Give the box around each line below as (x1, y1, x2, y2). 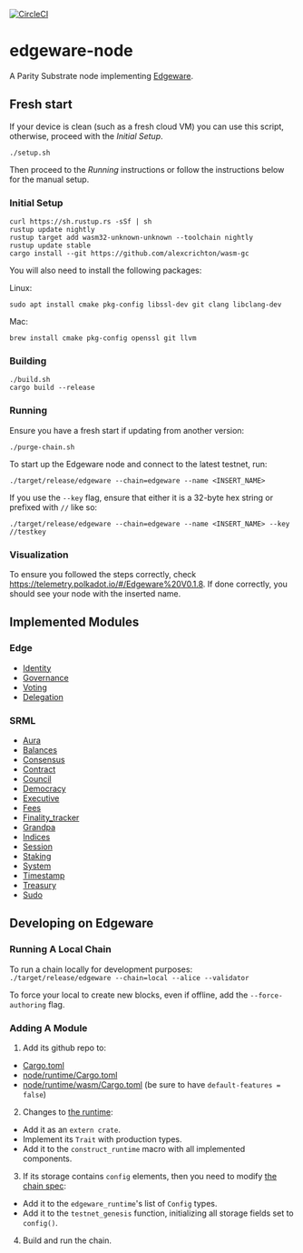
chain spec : (22, 1180, 66, 1191)
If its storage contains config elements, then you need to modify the (22, 1170, 278, 1181)
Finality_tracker (22, 812, 80, 823)
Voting (22, 682, 47, 693)
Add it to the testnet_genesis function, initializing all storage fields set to (22, 1208, 294, 1218)
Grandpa (22, 821, 56, 832)
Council (22, 773, 52, 784)
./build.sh (9, 376, 51, 385)
